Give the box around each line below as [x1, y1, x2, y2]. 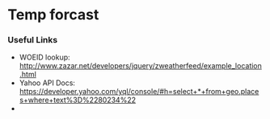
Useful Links [7, 35, 58, 46]
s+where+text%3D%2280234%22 [19, 95, 137, 105]
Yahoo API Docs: [19, 78, 76, 88]
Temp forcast [7, 6, 99, 24]
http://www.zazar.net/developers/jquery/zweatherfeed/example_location [19, 61, 262, 71]
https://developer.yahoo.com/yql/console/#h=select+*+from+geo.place [19, 87, 259, 96]
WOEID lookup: [19, 52, 70, 62]
